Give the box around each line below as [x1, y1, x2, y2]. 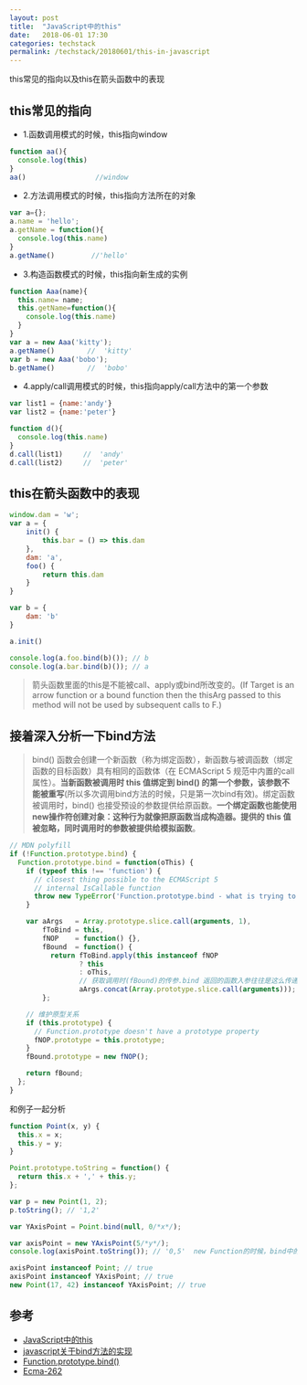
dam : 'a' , [26, 553, 64, 562]
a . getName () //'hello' [9, 250, 129, 260]
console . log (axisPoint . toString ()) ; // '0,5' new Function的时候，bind [9, 1247, 287, 1256]
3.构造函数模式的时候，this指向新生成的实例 [22, 269, 188, 280]
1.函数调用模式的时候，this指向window [22, 129, 168, 140]
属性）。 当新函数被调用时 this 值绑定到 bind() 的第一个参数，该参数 [31, 777, 282, 788]
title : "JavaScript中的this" [9, 22, 122, 31]
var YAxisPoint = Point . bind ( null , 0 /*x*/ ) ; [9, 1221, 182, 1232]
